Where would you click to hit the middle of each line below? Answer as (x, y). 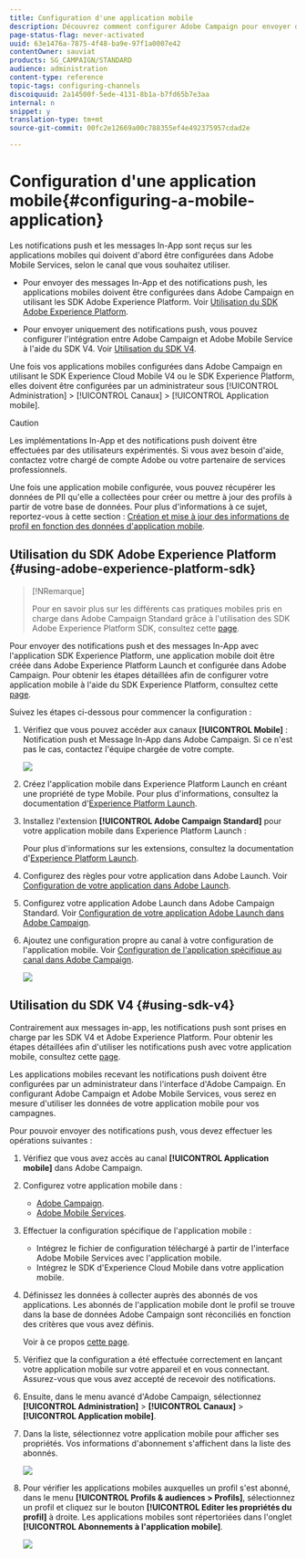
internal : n (32, 103)
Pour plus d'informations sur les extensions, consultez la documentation (158, 848)
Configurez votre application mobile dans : (102, 1185)
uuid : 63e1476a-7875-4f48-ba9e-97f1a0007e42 (95, 43)
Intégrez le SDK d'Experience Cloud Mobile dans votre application (160, 1267)
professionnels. (39, 469)
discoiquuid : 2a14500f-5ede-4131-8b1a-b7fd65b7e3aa (109, 94)
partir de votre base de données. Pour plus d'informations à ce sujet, (138, 507)
